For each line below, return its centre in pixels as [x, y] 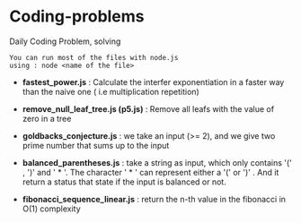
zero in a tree [47, 118]
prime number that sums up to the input [96, 145]
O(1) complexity [51, 209]
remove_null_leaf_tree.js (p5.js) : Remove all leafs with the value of [148, 108]
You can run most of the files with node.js [94, 57]
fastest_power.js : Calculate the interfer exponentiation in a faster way [153, 81]
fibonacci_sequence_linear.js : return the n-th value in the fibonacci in [154, 199]
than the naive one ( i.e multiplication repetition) [111, 91]
